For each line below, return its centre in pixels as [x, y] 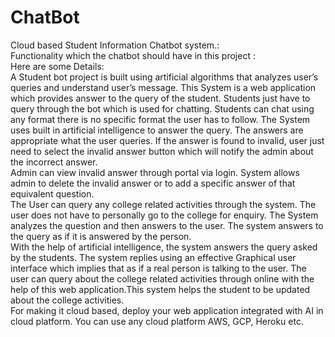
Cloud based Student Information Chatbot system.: [115, 45]
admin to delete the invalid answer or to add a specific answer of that [153, 183]
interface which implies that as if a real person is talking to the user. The [158, 268]
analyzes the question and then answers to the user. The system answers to [167, 225]
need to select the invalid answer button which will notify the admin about [162, 151]
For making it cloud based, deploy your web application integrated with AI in [167, 310]
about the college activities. [67, 300]
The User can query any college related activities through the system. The [163, 204]
